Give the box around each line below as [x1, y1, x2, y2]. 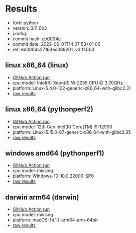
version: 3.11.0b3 [12, 25, 47, 31]
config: [12, 30, 28, 36]
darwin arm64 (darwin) [5, 193, 79, 201]
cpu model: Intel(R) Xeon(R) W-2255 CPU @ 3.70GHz [12, 80, 123, 86]
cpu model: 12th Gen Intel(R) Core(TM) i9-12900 [12, 124, 113, 130]
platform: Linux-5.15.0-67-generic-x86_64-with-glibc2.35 [12, 129, 131, 135]
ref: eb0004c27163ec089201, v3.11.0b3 [12, 46, 94, 52]
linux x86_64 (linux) [5, 61, 69, 69]
